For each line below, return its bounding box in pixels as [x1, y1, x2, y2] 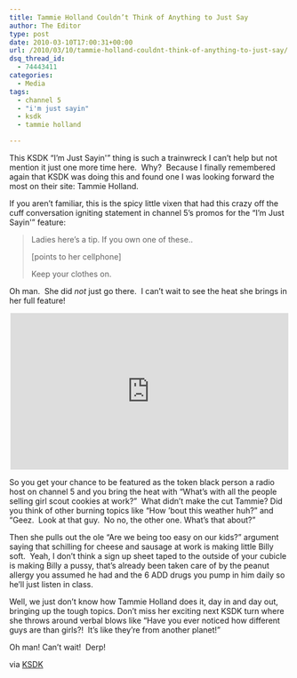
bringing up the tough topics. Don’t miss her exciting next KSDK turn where [9, 606, 285, 616]
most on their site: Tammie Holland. [9, 181, 140, 191]
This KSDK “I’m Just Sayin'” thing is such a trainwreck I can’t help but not [9, 153, 277, 163]
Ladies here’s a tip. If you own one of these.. [30, 235, 194, 244]
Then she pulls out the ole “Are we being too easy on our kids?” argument [9, 532, 279, 542]
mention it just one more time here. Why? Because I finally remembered [9, 162, 276, 172]
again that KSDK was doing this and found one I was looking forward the [9, 171, 275, 182]
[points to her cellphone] [30, 251, 122, 262]
